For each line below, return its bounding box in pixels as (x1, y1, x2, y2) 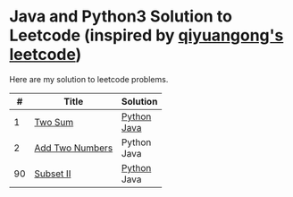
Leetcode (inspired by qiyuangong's (9, 25, 284, 46)
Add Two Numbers (34, 141, 113, 154)
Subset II (34, 167, 71, 180)
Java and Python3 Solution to (9, 6, 232, 27)
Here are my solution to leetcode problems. (9, 73, 169, 84)
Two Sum (34, 116, 74, 128)
